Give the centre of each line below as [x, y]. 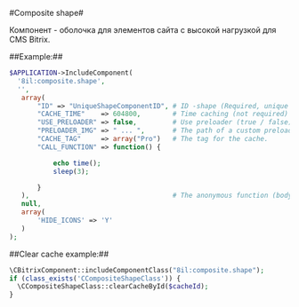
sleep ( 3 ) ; [71, 171]
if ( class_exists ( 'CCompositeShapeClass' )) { [95, 279]
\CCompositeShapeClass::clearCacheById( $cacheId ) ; [113, 287]
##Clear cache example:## [59, 254]
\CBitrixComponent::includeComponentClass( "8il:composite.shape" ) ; [137, 270]
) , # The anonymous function [145, 196]
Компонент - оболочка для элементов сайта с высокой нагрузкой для [143, 30]
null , [31, 204]
